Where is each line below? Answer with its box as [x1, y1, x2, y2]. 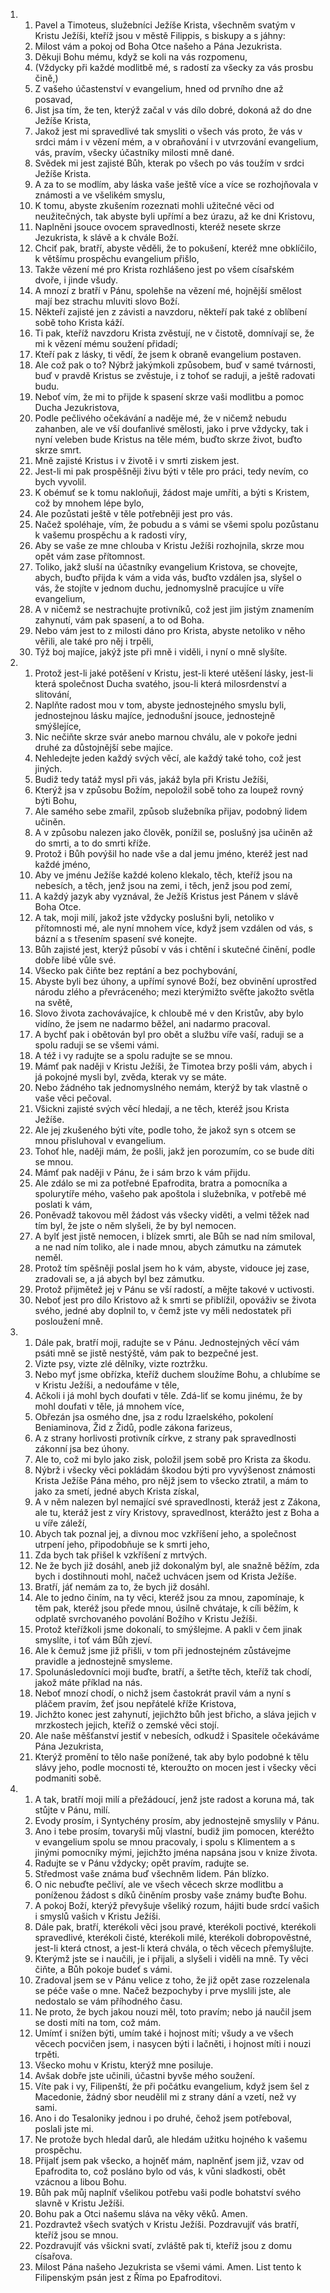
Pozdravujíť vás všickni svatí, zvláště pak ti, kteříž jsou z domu [34, 2240, 293, 2251]
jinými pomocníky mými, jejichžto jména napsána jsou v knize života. [34, 1847, 318, 1858]
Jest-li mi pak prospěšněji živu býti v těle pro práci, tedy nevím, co [34, 465, 309, 477]
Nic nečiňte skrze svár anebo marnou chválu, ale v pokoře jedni [34, 731, 298, 743]
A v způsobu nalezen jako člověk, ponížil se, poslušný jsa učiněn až [34, 827, 313, 838]
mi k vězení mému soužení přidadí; [34, 338, 178, 349]
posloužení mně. [34, 1315, 104, 1327]
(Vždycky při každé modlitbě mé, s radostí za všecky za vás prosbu [34, 62, 314, 73]
